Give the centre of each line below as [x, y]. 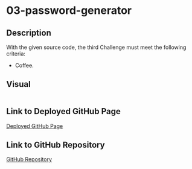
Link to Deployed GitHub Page [63, 111]
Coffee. [24, 65]
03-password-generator [69, 11]
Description [29, 33]
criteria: [16, 54]
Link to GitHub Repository [56, 145]
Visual [19, 84]
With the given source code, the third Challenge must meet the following [96, 47]
